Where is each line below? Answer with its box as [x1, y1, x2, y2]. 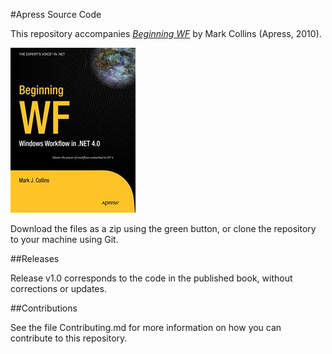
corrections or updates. [10, 283, 107, 294]
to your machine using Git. [10, 234, 119, 245]
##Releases [10, 253, 60, 264]
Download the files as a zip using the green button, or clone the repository [10, 223, 317, 234]
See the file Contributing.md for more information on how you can [10, 322, 282, 333]
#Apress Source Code [10, 9, 102, 20]
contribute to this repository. [10, 332, 128, 344]
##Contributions [10, 302, 78, 314]
